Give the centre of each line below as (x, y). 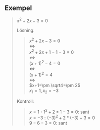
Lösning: (26, 30)
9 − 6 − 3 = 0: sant (48, 123)
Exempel (18, 8)
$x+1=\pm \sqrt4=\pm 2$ (55, 86)
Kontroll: (25, 101)
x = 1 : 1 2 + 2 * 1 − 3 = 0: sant (59, 111)
